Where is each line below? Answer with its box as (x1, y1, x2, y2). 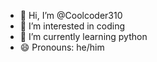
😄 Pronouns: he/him (19, 41, 105, 53)
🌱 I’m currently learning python (19, 31, 148, 42)
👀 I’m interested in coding (19, 20, 126, 32)
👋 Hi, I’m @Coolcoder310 (19, 10, 123, 21)
